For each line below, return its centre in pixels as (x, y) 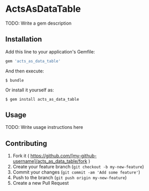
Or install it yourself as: (30, 90)
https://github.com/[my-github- (63, 156)
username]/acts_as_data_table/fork (50, 161)
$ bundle (15, 80)
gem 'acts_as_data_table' (33, 61)
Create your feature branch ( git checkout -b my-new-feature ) (78, 167)
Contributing (26, 144)
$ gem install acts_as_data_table (42, 99)
